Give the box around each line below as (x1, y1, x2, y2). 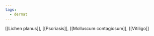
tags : (5, 7, 16, 12)
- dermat (9, 12, 28, 17)
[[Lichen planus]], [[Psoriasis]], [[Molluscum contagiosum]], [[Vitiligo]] (5, 25, 149, 31)
